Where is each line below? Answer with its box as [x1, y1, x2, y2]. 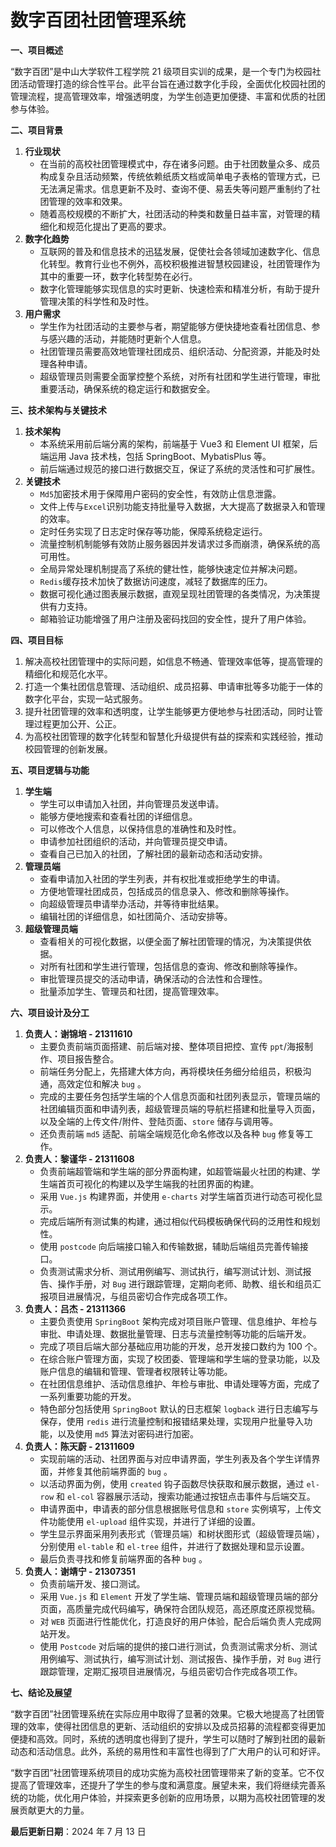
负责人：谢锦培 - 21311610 [24, 1027, 133, 1040]
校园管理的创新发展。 [24, 742, 113, 755]
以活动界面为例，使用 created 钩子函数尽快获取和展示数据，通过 [39, 1477, 305, 1490]
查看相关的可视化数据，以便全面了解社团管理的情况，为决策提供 [39, 935, 303, 947]
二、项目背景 [10, 124, 63, 136]
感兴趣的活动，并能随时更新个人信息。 [48, 332, 207, 345]
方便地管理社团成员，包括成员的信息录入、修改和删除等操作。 [39, 885, 295, 897]
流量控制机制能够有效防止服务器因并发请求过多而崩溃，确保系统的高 [39, 537, 321, 550]
